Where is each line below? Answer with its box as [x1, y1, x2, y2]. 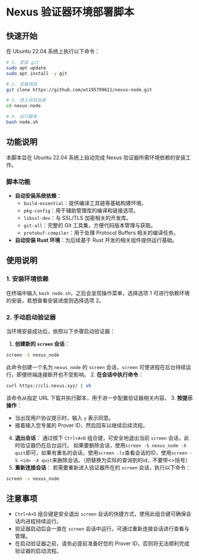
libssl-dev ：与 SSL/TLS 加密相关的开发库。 [23, 214, 131, 221]
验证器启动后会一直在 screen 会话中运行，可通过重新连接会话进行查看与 [14, 525, 190, 532]
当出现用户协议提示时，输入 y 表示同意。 [14, 414, 114, 421]
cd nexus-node [6, 103, 41, 109]
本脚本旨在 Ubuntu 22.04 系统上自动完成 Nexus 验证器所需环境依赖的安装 [6, 153, 186, 161]
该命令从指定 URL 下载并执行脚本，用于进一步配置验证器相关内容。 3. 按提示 [6, 394, 193, 401]
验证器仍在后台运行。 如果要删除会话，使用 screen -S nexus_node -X [20, 441, 187, 449]
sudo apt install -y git [6, 71, 68, 76]
